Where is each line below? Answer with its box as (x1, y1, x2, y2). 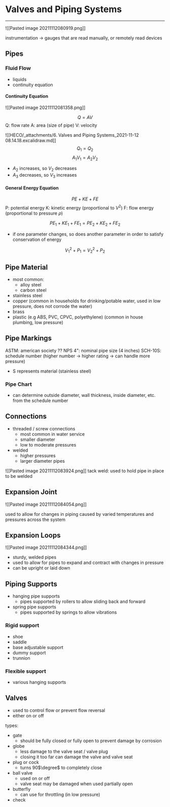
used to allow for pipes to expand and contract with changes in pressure (12, 559, 164, 566)
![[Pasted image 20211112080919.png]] (5, 25, 86, 31)
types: (5, 722, 19, 729)
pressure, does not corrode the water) (12, 303, 93, 309)
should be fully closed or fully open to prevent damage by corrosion (20, 738, 162, 744)
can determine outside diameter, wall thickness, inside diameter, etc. (12, 392, 156, 398)
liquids (12, 76, 27, 82)
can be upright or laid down (12, 565, 70, 571)
